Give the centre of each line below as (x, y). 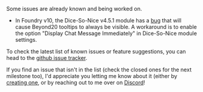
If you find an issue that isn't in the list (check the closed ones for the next (99, 70)
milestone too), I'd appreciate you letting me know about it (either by (92, 76)
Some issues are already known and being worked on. (74, 9)
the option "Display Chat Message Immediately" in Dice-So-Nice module (106, 33)
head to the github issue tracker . (47, 58)
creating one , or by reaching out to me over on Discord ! (76, 82)
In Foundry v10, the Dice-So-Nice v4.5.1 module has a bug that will (98, 20)
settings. (26, 40)
